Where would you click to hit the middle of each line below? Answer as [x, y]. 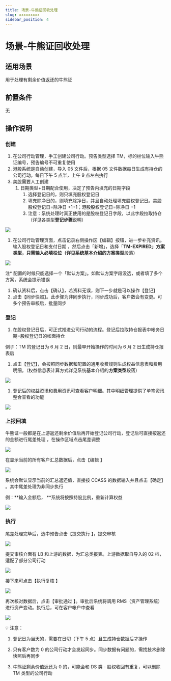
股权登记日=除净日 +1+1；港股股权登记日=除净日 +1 [82, 207]
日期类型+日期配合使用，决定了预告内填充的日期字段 [75, 188]
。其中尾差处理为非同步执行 [34, 486]
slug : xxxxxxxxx [22, 15]
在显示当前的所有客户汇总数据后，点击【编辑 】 [55, 460]
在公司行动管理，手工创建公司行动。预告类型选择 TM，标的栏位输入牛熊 [88, 156]
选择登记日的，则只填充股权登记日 [64, 194]
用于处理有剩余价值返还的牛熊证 [39, 80]
